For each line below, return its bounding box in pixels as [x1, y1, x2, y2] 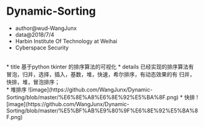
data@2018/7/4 [15, 31, 55, 38]
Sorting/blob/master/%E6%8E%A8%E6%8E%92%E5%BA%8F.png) [6, 93, 179, 101]
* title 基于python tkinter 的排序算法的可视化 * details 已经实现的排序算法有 [6, 63, 194, 70]
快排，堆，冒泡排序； [6, 78, 60, 85]
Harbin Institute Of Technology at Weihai [15, 37, 118, 45]
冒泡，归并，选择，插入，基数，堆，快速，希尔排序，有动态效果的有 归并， [6, 70, 195, 78]
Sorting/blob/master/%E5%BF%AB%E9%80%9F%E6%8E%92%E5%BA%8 [6, 107, 199, 114]
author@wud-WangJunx [15, 24, 78, 32]
